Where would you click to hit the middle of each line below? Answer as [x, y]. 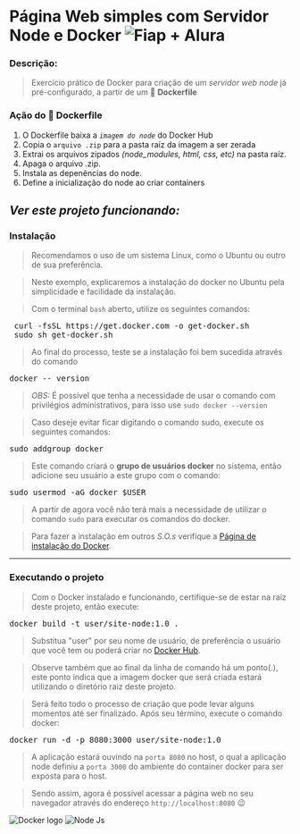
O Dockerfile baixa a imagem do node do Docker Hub [117, 135]
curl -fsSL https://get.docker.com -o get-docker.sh [132, 326]
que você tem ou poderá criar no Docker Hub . [116, 650]
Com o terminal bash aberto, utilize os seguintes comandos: [141, 309]
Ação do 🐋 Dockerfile [56, 115]
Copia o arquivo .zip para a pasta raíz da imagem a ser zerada [139, 144]
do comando [54, 362]
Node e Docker [66, 35]
